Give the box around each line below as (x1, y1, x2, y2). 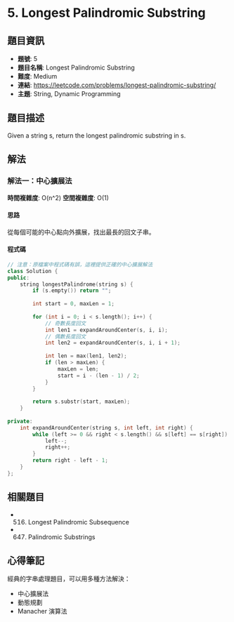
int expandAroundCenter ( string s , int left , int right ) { (20, 424, 193, 431)
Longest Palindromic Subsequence (27, 517, 130, 526)
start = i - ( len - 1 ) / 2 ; (57, 372, 140, 379)
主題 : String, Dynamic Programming (17, 90, 121, 98)
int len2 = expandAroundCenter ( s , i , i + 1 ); (44, 339, 181, 347)
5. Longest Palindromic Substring (7, 5, 206, 21)
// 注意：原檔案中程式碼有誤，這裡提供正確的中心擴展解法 (7, 261, 153, 268)
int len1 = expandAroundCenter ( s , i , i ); (44, 326, 169, 333)
